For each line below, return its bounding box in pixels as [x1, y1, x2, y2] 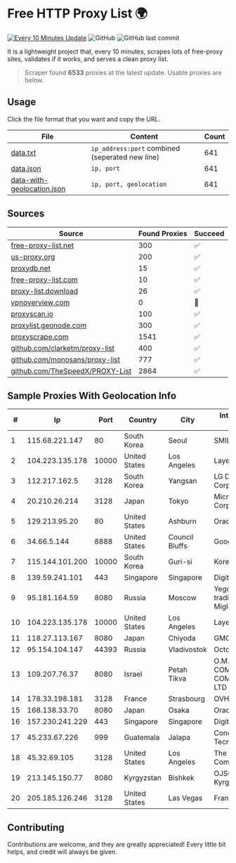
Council [168, 532, 194, 542]
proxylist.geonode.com [11, 320, 87, 330]
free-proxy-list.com [11, 275, 79, 285]
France [124, 694, 147, 703]
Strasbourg [168, 694, 206, 703]
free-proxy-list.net [11, 240, 74, 250]
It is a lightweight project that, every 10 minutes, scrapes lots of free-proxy [7, 47, 223, 56]
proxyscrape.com [11, 332, 69, 342]
